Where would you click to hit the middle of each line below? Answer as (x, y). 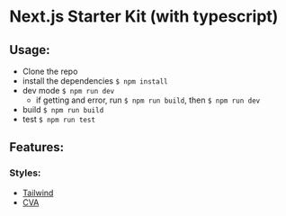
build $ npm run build (63, 109)
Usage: (30, 50)
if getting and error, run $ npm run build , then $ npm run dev (148, 100)
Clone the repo (50, 71)
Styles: (25, 173)
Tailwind (38, 193)
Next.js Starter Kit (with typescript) (144, 17)
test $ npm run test (59, 119)
